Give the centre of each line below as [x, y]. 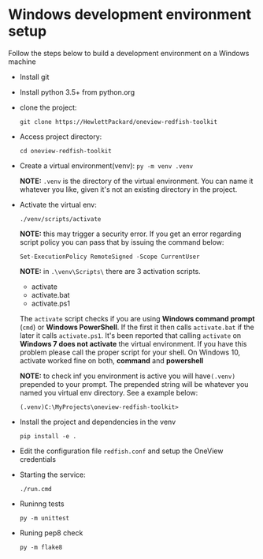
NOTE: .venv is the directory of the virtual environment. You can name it [136, 181]
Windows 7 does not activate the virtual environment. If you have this [133, 343]
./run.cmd [36, 489]
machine [22, 62]
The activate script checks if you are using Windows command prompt [137, 318]
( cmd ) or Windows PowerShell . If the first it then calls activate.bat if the [137, 327]
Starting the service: [52, 475]
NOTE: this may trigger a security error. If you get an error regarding [130, 234]
